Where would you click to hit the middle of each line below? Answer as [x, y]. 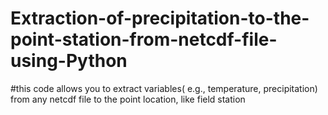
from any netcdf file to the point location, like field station [128, 99]
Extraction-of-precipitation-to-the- [160, 18]
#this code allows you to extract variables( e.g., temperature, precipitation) [164, 88]
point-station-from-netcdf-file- [144, 39]
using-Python [69, 61]
